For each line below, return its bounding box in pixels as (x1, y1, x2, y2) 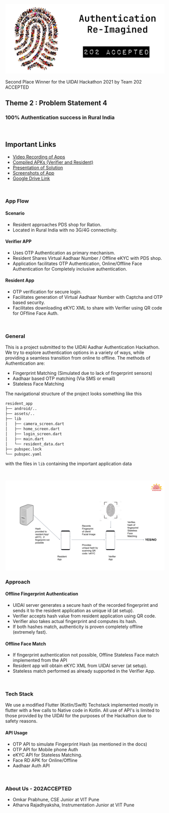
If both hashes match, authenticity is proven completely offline (12, 624, 143, 630)
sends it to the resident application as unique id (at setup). (12, 607, 134, 613)
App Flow (5, 198, 29, 205)
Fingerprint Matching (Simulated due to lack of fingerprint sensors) (12, 370, 153, 376)
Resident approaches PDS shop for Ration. (12, 221, 102, 227)
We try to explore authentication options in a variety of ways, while (5, 350, 144, 356)
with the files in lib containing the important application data (5, 460, 132, 467)
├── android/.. (5, 406, 37, 411)
